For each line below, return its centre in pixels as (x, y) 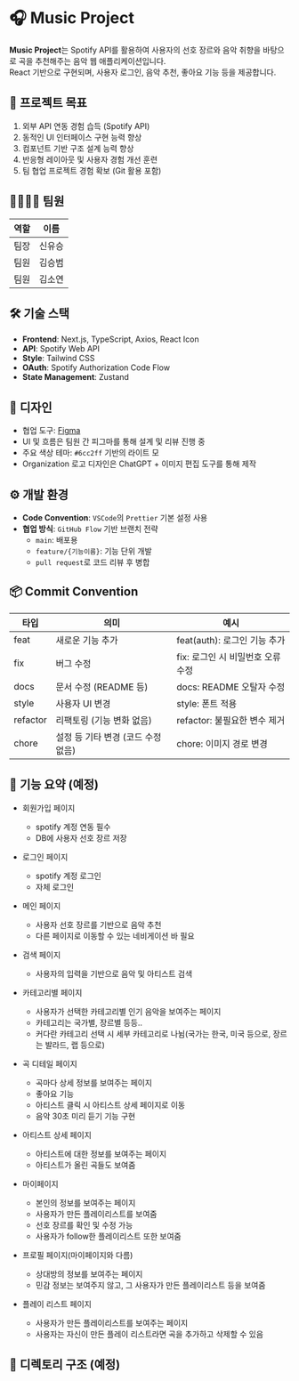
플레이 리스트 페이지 (57, 1304)
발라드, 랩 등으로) (75, 1045)
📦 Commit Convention (74, 592)
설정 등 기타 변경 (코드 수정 (109, 737)
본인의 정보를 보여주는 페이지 (85, 1202)
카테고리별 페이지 (52, 992)
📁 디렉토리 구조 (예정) (65, 1365)
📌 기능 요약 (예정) (54, 785)
